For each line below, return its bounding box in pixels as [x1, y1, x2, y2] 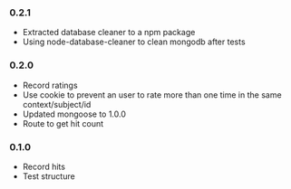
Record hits [22, 161, 66, 172]
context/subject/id [22, 99, 92, 109]
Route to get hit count [22, 118, 104, 128]
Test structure [22, 170, 75, 182]
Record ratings [22, 80, 79, 90]
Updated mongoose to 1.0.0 [22, 109, 127, 119]
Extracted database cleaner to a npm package [22, 27, 196, 38]
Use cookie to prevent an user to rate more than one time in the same [22, 89, 283, 100]
